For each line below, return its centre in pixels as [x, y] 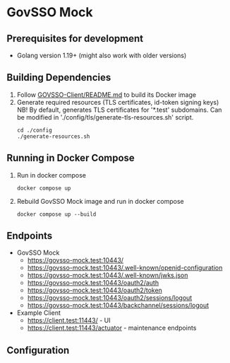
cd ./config [34, 130]
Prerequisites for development [75, 39]
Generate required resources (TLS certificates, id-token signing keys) [118, 102]
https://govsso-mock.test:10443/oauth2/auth [93, 283]
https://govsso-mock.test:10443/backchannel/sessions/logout [118, 306]
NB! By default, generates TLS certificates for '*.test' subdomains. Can [119, 110]
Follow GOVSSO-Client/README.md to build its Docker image [107, 94]
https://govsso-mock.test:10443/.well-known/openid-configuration [125, 268]
